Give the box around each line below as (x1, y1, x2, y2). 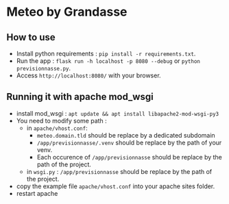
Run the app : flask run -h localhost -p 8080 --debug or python (16, 57, 200, 65)
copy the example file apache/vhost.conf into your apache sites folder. (16, 182, 215, 190)
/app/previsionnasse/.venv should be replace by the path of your (36, 138, 222, 146)
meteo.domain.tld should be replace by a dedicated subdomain (36, 131, 215, 139)
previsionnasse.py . (16, 64, 71, 72)
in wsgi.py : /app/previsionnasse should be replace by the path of (26, 167, 213, 175)
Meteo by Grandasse (6, 4, 128, 20)
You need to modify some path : (16, 116, 107, 125)
